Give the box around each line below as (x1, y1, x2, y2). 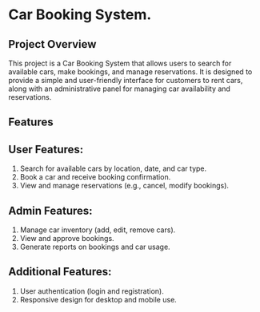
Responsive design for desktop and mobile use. (19, 294, 178, 304)
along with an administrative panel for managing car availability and (8, 84, 230, 93)
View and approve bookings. (19, 234, 114, 243)
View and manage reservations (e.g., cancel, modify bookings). (19, 181, 230, 191)
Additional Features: (8, 265, 112, 278)
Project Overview (8, 38, 97, 51)
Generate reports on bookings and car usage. (19, 242, 170, 252)
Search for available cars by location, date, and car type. (19, 164, 207, 173)
